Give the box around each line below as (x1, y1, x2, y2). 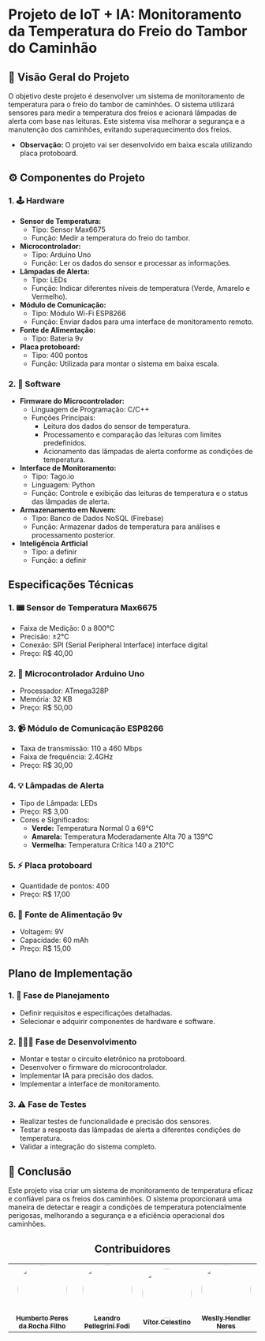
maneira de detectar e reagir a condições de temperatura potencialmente (8, 1202, 247, 1212)
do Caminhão (8, 39, 97, 57)
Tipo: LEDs (31, 274, 67, 285)
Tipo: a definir (31, 546, 77, 557)
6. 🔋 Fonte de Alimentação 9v (8, 909, 123, 920)
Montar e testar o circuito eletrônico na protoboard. (19, 1054, 187, 1063)
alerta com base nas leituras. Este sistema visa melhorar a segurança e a (8, 117, 245, 125)
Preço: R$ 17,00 (19, 889, 71, 899)
